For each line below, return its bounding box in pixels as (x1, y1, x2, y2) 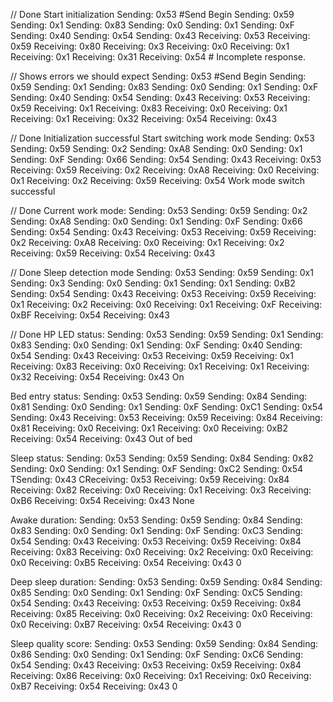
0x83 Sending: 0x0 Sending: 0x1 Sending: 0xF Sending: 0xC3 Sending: (10, 525, 304, 536)
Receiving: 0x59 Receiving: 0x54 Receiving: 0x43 (10, 247, 216, 259)
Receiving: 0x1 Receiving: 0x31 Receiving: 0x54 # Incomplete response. (10, 51, 307, 63)
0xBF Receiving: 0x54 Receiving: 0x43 (10, 309, 170, 321)
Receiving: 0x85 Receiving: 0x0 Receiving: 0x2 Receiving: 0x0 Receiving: (10, 608, 313, 619)
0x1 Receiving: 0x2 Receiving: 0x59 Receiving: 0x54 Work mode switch (10, 175, 305, 186)
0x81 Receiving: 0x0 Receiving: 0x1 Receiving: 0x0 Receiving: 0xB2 (10, 422, 288, 434)
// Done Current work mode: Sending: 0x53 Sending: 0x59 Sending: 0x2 (10, 205, 308, 216)
